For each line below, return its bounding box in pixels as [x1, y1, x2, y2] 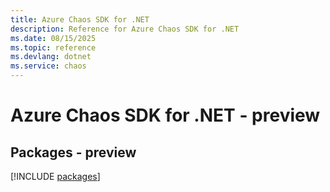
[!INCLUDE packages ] [10, 171, 101, 182]
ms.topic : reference [10, 42, 97, 53]
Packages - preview [10, 144, 137, 161]
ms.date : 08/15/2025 [10, 33, 97, 43]
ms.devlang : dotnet [10, 52, 92, 62]
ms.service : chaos [10, 61, 87, 71]
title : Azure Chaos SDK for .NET [10, 14, 150, 25]
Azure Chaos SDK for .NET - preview [10, 104, 321, 127]
